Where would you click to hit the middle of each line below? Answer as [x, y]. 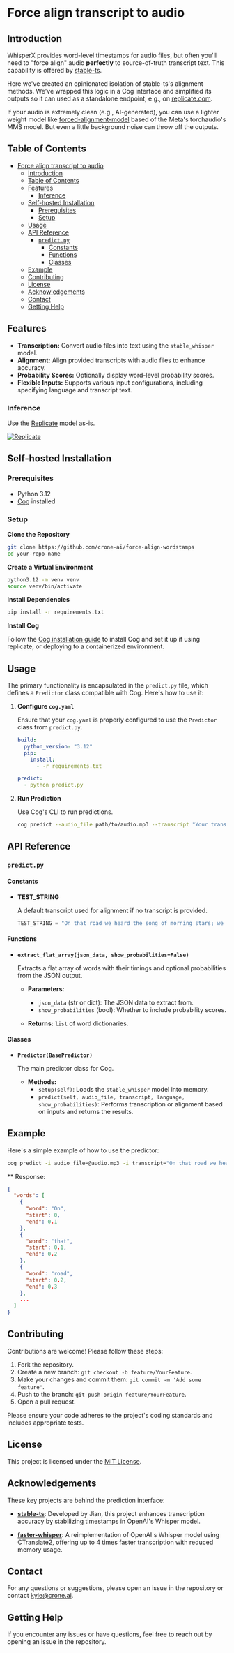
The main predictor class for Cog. [65, 1068]
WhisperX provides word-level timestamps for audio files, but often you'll [112, 55]
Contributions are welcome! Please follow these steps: [85, 1351]
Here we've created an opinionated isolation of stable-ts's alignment [105, 84]
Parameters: [46, 988]
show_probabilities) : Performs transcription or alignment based [130, 1104]
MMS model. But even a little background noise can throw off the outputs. [113, 127]
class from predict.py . [50, 727]
